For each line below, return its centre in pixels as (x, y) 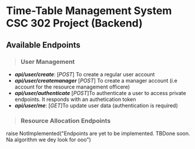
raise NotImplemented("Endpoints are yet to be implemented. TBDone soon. (98, 134)
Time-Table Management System (89, 11)
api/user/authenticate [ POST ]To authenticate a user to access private (100, 93)
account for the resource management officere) (72, 87)
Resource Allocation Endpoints (65, 120)
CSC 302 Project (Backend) (74, 23)
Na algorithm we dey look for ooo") (48, 140)
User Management (48, 62)
